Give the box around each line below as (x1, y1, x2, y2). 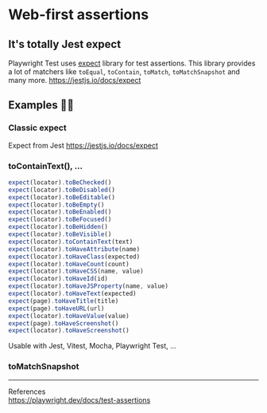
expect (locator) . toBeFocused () (8, 215, 112, 224)
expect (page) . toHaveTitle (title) (8, 297, 119, 305)
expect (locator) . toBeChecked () (8, 178, 112, 187)
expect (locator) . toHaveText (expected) (8, 289, 137, 298)
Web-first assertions (8, 6, 149, 24)
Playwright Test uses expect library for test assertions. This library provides (8, 58, 256, 68)
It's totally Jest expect (8, 37, 122, 51)
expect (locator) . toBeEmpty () (8, 201, 105, 209)
